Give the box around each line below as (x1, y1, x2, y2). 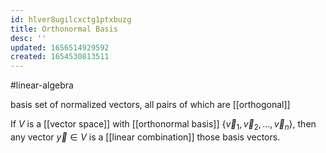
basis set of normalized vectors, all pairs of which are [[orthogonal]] (10, 99, 291, 111)
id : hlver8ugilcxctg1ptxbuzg (10, 14, 132, 25)
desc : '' (10, 33, 47, 43)
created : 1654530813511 (10, 52, 110, 62)
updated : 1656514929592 (10, 42, 110, 53)
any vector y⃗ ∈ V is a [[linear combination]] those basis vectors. (10, 131, 281, 143)
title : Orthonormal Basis (10, 24, 118, 34)
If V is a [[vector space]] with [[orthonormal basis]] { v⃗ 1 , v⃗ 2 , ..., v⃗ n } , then (10, 118, 317, 132)
